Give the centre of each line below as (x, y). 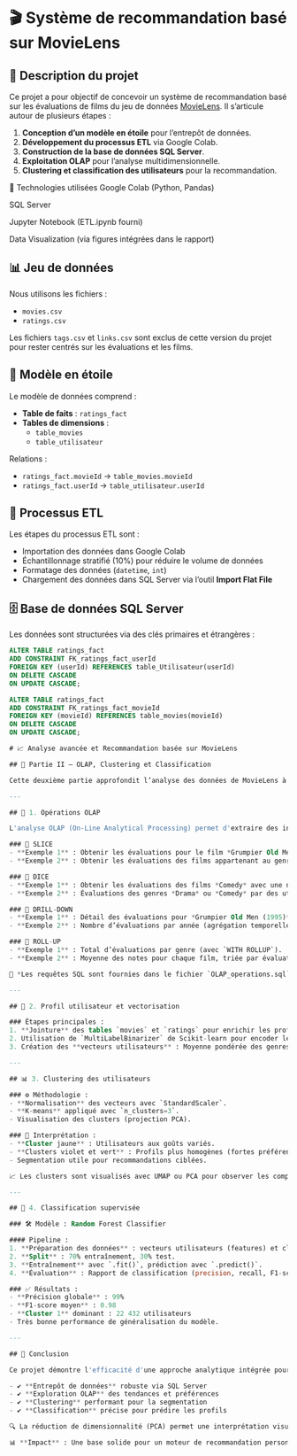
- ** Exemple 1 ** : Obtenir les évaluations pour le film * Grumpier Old (144, 853)
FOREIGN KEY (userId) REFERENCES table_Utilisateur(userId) (122, 667)
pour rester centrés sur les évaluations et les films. (101, 346)
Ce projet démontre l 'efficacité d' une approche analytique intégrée (140, 1370)
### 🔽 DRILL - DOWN (41, 910)
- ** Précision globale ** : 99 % (67, 1297)
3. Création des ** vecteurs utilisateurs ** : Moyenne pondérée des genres (150, 1047)
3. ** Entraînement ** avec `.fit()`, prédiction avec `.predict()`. (136, 1265)
